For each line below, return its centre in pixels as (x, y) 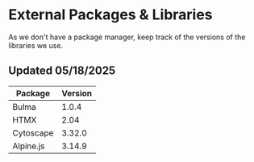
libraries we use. (35, 45)
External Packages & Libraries (110, 15)
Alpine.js (29, 146)
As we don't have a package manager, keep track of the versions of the (127, 37)
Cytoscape (33, 132)
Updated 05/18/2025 (62, 71)
